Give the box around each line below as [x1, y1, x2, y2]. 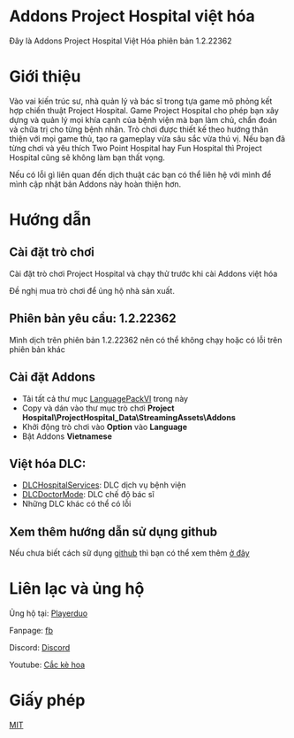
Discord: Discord [9, 642, 71, 653]
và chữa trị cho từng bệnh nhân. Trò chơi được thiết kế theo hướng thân [9, 124, 269, 135]
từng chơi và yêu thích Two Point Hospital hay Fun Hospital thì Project [9, 142, 262, 153]
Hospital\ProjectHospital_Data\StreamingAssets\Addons [21, 411, 236, 422]
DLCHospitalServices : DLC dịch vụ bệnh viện [21, 480, 187, 490]
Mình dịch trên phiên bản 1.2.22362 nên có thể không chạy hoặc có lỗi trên [9, 334, 283, 345]
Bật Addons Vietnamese [21, 431, 112, 442]
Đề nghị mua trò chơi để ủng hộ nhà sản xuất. [9, 285, 175, 296]
